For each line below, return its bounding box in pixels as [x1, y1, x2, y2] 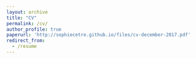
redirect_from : [6, 37, 45, 44]
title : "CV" [6, 15, 37, 21]
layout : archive [6, 9, 48, 15]
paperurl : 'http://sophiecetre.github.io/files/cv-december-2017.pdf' [6, 32, 191, 38]
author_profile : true [6, 26, 62, 33]
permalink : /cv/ [6, 20, 48, 26]
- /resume [12, 44, 37, 50]
